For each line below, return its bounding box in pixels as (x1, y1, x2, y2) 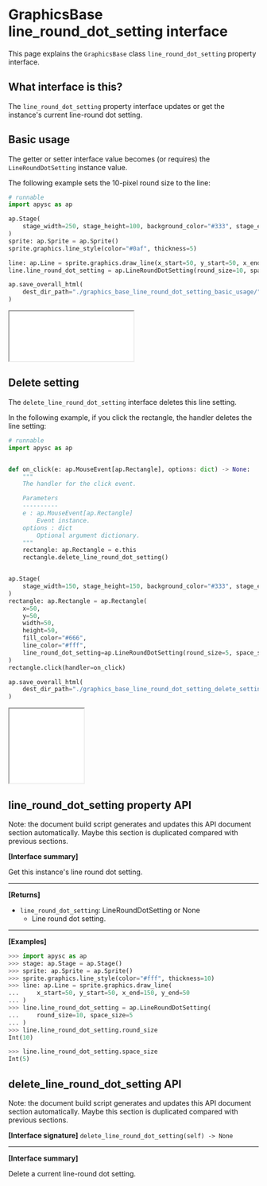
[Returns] (8, 889, 41, 900)
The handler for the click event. (22, 480, 137, 488)
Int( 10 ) (8, 1033, 34, 1041)
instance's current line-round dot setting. (8, 110, 143, 119)
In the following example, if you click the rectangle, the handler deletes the (8, 412, 253, 422)
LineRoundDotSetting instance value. (8, 162, 128, 172)
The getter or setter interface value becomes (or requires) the (8, 154, 211, 164)
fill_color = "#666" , (22, 634, 87, 642)
